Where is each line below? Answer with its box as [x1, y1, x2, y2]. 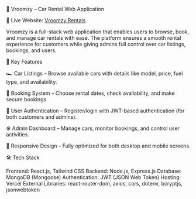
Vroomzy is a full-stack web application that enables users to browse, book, [6, 28, 190, 35]
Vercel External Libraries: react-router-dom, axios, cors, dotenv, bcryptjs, [6, 180, 183, 187]
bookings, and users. [6, 47, 57, 54]
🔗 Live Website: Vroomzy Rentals [6, 17, 86, 23]
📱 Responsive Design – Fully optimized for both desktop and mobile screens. [6, 142, 191, 149]
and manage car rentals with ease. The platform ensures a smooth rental [6, 35, 181, 41]
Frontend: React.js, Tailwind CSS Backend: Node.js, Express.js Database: [6, 167, 182, 174]
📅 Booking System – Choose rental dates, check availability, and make [6, 90, 175, 97]
